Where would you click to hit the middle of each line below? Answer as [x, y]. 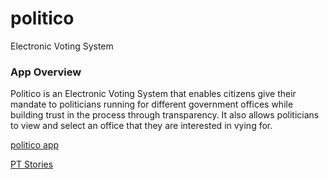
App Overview [46, 72]
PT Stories [32, 164]
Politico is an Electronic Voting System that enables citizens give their [153, 94]
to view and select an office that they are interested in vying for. [141, 126]
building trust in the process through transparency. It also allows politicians [165, 115]
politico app [35, 145]
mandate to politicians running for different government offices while [152, 104]
